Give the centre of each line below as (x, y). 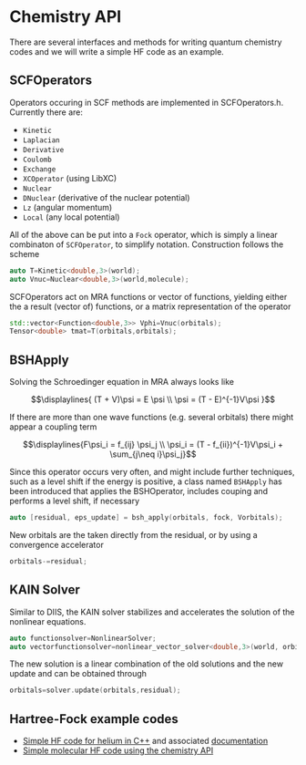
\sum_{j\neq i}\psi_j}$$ (153, 454)
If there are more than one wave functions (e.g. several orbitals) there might (152, 418)
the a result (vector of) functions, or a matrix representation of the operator (150, 306)
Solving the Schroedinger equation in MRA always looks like (122, 382)
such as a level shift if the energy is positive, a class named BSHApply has (146, 481)
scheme (25, 253)
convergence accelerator (57, 544)
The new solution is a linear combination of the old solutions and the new (147, 664)
